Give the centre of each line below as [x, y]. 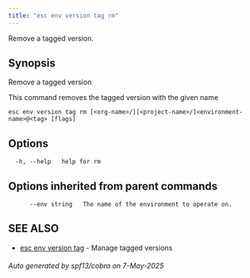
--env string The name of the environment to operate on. [131, 205]
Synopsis [32, 63]
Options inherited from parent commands [113, 186]
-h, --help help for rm [58, 162]
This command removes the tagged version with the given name [113, 98]
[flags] [63, 119]
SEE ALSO [34, 228]
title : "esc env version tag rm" [63, 15]
